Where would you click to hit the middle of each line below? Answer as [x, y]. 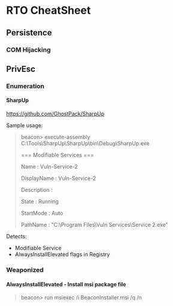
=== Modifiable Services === [57, 155]
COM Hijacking [28, 50]
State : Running [40, 202]
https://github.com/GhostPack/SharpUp [55, 114]
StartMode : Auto [42, 213]
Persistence [29, 33]
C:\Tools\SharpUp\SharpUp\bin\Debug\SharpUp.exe [85, 143]
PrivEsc [21, 69]
